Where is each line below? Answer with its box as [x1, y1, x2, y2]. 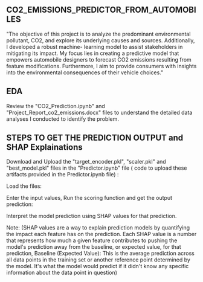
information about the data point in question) [6, 269, 118, 277]
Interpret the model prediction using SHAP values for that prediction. [6, 213, 177, 220]
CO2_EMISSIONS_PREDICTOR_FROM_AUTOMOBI [6, 5, 196, 15]
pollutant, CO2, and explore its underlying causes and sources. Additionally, [6, 36, 195, 44]
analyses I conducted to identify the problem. [6, 115, 120, 123]
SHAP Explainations [6, 142, 83, 153]
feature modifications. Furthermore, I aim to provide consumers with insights [6, 62, 197, 69]
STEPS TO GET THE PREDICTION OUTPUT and [6, 133, 184, 143]
